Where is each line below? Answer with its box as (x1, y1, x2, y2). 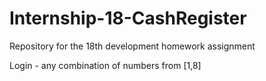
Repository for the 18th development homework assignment (9, 40, 256, 52)
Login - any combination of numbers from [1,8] (9, 59, 202, 71)
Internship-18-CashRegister (9, 7, 247, 30)
